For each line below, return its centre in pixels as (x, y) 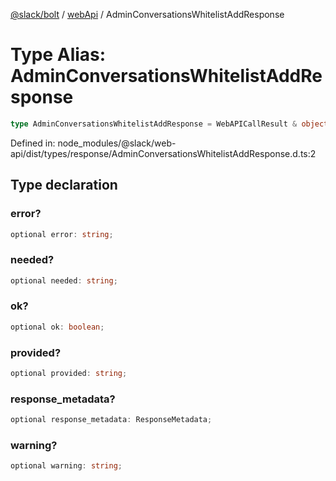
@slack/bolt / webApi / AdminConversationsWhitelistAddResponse (147, 14)
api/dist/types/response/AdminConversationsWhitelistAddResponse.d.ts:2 (163, 153)
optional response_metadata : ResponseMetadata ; (111, 420)
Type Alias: (58, 55)
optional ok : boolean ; (57, 327)
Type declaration (64, 185)
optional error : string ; (62, 234)
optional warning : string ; (66, 466)
